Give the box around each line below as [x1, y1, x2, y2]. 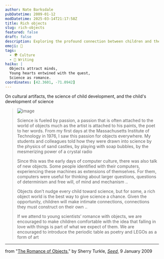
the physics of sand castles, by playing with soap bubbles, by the [17, 143, 149, 149]
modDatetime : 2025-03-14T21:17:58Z [5, 16, 78, 21]
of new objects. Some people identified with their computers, [17, 163, 140, 169]
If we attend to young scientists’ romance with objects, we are [17, 213, 142, 219]
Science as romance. [9, 75, 51, 80]
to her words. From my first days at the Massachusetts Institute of [17, 128, 150, 133]
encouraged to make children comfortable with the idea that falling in [17, 218, 156, 224]
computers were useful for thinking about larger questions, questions [17, 173, 157, 179]
